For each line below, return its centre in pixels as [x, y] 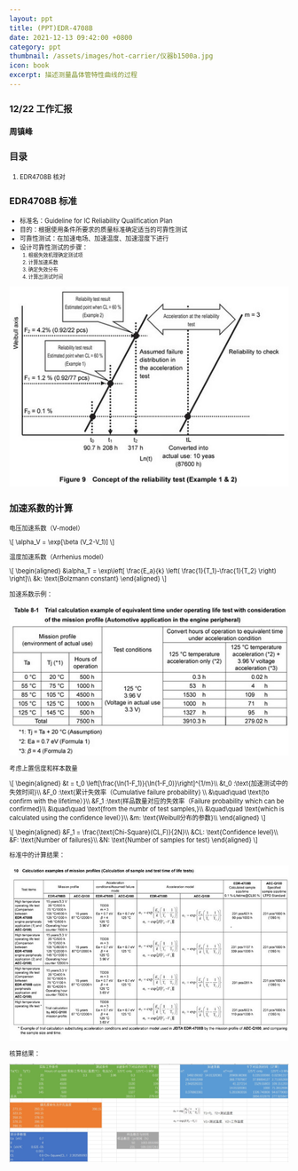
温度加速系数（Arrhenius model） [59, 558]
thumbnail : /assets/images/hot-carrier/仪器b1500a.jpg [111, 56]
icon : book [29, 66]
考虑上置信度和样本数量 [43, 769]
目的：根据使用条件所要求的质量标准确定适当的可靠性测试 [104, 229]
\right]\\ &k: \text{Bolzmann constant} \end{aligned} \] [88, 579]
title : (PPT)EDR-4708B [51, 28]
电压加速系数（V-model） [47, 528]
